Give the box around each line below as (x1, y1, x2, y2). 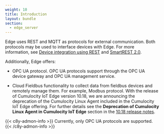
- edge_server (9, 25, 38, 30)
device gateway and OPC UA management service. (12, 73, 116, 79)
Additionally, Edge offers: (5, 59, 56, 65)
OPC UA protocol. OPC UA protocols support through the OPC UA (12, 68, 145, 74)
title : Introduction (5, 12, 47, 17)
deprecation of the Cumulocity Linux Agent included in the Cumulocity (12, 98, 154, 104)
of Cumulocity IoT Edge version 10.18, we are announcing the (12, 93, 136, 99)
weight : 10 (5, 7, 27, 12)
